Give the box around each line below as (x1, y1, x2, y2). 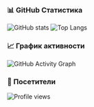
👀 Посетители (7, 77, 56, 86)
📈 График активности (7, 41, 85, 51)
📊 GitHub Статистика (7, 5, 83, 14)
